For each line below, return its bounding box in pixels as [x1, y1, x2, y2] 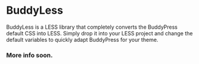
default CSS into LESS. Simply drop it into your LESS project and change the [6, 29, 193, 36]
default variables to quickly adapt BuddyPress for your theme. [6, 36, 158, 43]
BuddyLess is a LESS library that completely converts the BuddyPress [6, 23, 178, 31]
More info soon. [6, 51, 53, 59]
